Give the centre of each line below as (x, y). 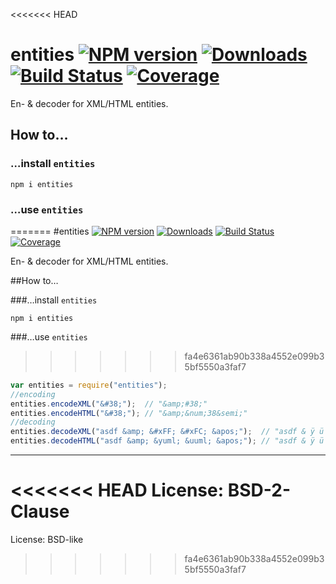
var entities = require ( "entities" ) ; (89, 385)
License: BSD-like (47, 539)
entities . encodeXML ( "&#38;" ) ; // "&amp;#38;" (109, 404)
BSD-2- (259, 490)
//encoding (33, 394)
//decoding (33, 422)
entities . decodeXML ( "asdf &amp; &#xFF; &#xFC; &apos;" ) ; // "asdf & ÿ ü (167, 432)
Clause (40, 511)
